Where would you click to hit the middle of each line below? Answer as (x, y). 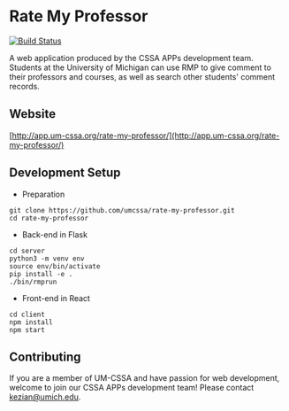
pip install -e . (41, 274)
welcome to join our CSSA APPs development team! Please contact (132, 388)
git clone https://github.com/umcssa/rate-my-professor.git (122, 210)
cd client (27, 314)
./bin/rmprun (33, 282)
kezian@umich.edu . (45, 397)
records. (24, 86)
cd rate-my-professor (49, 218)
